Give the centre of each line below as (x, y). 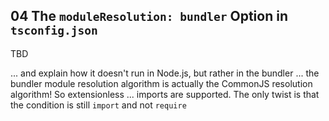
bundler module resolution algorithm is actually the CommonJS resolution (161, 83)
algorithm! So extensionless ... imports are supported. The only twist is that (165, 94)
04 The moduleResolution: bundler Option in (149, 16)
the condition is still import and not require (98, 105)
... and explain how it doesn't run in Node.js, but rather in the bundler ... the (165, 73)
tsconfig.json (54, 31)
